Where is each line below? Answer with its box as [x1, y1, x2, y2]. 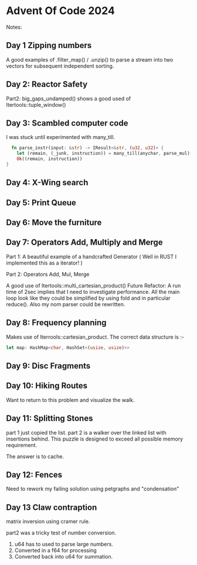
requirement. [6, 441, 37, 448]
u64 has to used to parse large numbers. [14, 541, 113, 548]
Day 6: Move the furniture [6, 218, 102, 228]
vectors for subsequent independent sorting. [6, 62, 114, 69]
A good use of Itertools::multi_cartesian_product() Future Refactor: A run [6, 282, 181, 289]
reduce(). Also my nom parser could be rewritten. [6, 300, 125, 307]
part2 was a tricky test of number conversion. [6, 529, 117, 536]
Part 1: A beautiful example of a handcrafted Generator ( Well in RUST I [6, 253, 177, 260]
